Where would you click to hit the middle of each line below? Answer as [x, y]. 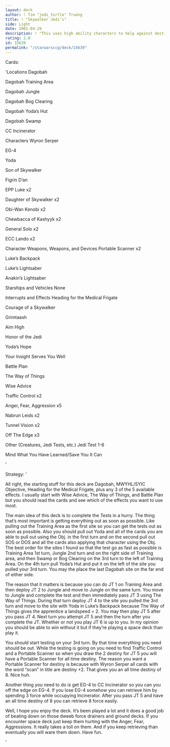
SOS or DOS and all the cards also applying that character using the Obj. [81, 542]
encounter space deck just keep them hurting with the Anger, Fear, [75, 721]
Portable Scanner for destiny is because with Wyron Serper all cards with [82, 664]
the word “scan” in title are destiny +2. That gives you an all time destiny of [83, 670]
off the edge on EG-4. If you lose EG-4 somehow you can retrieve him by [81, 690]
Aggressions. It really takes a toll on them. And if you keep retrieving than [82, 727]
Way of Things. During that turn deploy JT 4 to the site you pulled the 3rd [82, 600]
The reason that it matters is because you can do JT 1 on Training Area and [83, 584]
